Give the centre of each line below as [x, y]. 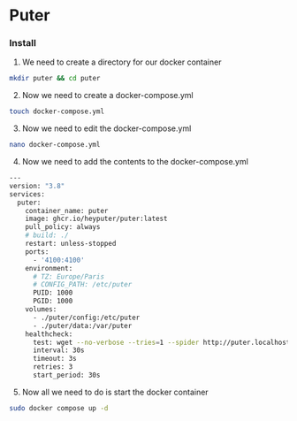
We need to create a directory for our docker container [122, 62]
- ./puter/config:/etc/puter [86, 318]
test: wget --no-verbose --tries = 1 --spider [116, 342]
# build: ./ [47, 235]
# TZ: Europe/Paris [68, 276]
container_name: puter [67, 210]
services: [27, 194]
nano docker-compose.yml [55, 145]
